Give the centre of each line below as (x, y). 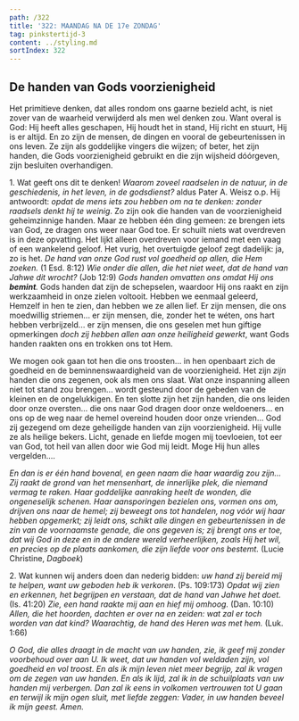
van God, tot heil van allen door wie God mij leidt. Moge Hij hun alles (135, 446)
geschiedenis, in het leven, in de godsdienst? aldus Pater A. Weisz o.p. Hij (145, 192)
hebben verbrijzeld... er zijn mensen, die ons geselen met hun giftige (135, 324)
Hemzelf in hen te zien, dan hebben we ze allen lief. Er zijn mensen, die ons (148, 305)
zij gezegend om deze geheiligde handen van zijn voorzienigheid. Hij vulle (145, 427)
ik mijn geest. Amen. (47, 707)
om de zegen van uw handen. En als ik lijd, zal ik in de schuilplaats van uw (146, 678)
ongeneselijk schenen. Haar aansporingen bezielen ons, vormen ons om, (144, 501)
